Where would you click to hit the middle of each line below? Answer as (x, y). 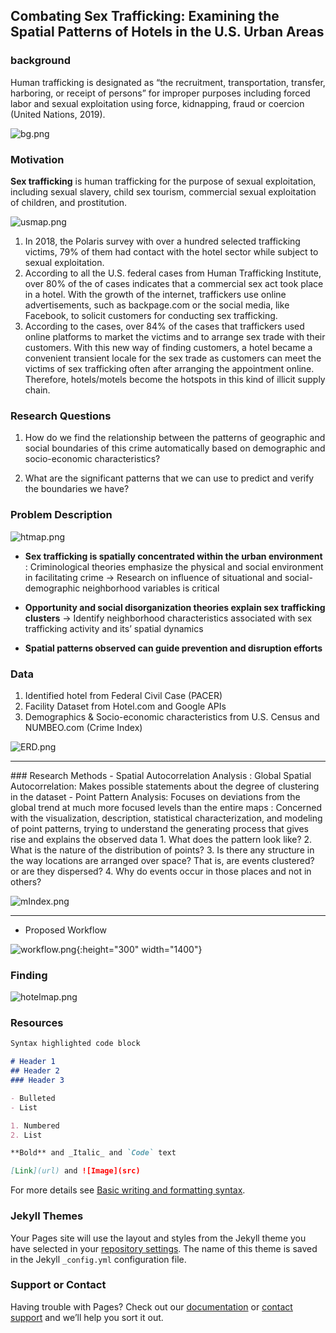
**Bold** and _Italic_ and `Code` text (93, 1153)
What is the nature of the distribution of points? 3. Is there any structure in (162, 850)
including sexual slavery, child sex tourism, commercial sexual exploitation (163, 191)
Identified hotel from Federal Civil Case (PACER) (123, 695)
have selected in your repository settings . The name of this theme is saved (164, 1248)
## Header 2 (35, 1071)
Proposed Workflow (66, 930)
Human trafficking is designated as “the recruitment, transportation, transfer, (168, 82)
